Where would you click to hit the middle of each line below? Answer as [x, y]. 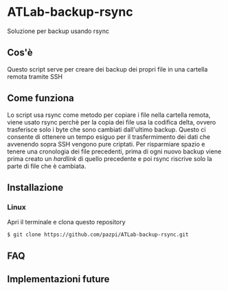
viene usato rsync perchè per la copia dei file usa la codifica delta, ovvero [112, 122]
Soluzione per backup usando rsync [58, 31]
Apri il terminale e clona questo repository [66, 222]
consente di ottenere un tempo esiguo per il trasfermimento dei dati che [109, 137]
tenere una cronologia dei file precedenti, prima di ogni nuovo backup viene [114, 151]
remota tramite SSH [35, 76]
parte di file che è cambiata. [47, 166]
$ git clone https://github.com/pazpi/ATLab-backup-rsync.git [98, 235]
